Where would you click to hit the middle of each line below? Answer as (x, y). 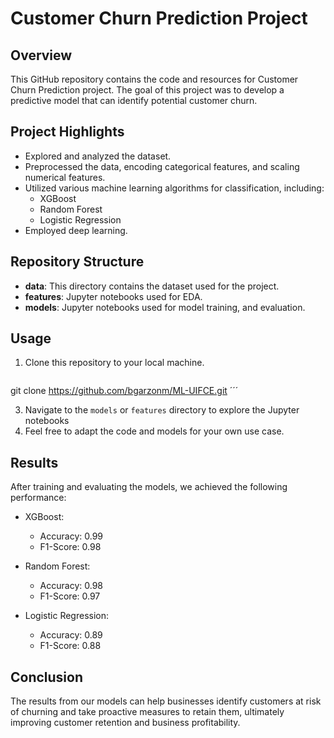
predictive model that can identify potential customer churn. (134, 100)
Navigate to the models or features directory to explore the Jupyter (162, 410)
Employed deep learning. (76, 230)
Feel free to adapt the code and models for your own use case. (154, 431)
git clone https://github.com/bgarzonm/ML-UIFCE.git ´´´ (124, 391)
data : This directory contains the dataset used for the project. (152, 286)
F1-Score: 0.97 (70, 596)
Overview (41, 55)
